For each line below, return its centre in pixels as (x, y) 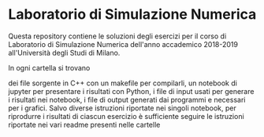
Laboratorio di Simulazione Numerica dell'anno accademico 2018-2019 (123, 44)
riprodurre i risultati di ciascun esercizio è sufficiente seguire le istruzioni (126, 116)
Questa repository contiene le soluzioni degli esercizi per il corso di (117, 36)
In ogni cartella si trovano (49, 67)
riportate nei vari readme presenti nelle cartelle (84, 124)
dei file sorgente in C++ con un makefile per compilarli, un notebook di (123, 83)
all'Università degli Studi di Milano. (64, 52)
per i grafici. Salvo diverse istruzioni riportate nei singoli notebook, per (122, 108)
